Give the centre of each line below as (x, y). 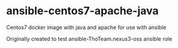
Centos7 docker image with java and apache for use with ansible (86, 27)
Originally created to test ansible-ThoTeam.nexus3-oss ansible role (89, 39)
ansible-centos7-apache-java (83, 11)
